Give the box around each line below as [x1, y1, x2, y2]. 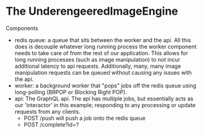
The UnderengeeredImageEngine [6, 4, 179, 18]
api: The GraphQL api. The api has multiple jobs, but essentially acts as [14, 95, 194, 102]
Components [6, 24, 39, 32]
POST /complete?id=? [23, 121, 79, 128]
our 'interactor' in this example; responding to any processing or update [14, 101, 196, 108]
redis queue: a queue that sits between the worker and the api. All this [14, 36, 191, 43]
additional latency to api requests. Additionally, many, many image [14, 62, 182, 70]
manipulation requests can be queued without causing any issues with [14, 69, 192, 76]
